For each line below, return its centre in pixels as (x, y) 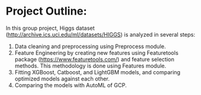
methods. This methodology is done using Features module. (90, 66)
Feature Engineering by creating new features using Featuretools (97, 52)
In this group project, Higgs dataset (50, 28)
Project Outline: (46, 11)
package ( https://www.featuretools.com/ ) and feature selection (94, 59)
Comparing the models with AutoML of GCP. (70, 85)
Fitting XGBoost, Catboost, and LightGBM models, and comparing (97, 72)
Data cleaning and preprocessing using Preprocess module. (90, 46)
